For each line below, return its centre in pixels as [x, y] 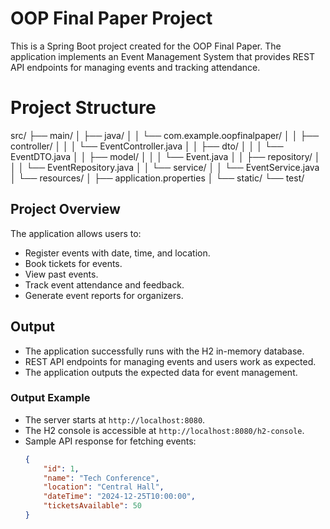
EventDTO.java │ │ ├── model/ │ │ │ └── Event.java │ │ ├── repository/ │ [165, 156]
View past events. [61, 274]
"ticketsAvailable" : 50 [92, 506]
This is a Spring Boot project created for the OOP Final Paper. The [146, 46]
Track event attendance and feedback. [104, 284]
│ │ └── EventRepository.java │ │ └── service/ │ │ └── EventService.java [165, 167]
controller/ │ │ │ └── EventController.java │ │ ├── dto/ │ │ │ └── [147, 146]
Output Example [50, 398]
